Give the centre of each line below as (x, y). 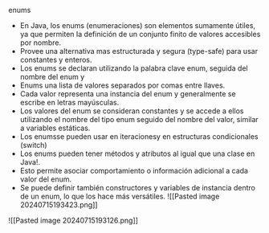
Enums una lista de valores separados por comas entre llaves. (122, 85)
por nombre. (41, 43)
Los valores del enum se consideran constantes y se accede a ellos (132, 111)
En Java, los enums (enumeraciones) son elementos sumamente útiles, (137, 25)
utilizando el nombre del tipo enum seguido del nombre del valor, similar (139, 119)
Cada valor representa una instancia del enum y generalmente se (128, 94)
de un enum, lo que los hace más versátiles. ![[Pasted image (120, 196)
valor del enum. (46, 179)
